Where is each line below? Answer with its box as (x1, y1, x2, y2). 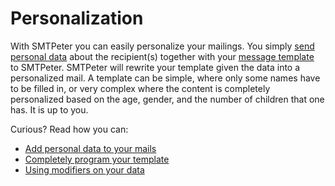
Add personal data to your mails (24, 142, 157, 154)
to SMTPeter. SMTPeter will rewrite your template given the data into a (10, 61, 301, 73)
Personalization (10, 7, 144, 30)
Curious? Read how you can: (10, 123, 129, 135)
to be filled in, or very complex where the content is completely (10, 82, 271, 94)
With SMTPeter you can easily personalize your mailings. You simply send (10, 40, 315, 52)
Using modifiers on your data (24, 163, 145, 176)
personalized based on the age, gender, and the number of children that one (10, 93, 325, 105)
